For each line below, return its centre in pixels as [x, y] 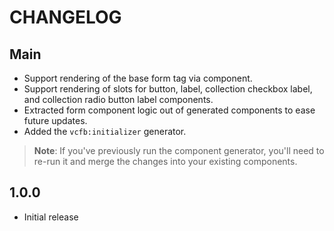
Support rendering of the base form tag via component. [138, 78]
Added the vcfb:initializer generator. [105, 131]
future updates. [55, 120]
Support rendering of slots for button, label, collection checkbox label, [168, 89]
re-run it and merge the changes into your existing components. [165, 161]
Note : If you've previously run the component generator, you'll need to [179, 150]
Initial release [51, 217]
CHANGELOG [65, 17]
